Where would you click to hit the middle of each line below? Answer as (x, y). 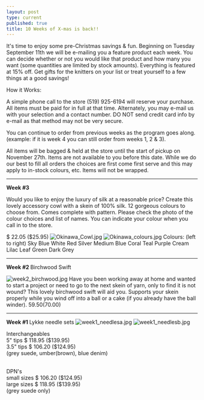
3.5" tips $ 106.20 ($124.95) (41, 347)
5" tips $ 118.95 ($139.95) (38, 341)
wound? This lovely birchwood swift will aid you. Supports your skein (93, 292)
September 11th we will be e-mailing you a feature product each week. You (100, 53)
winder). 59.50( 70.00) (34, 305)
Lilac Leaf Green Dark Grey (40, 250)
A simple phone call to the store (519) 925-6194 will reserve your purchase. (100, 102)
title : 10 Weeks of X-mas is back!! (53, 29)
